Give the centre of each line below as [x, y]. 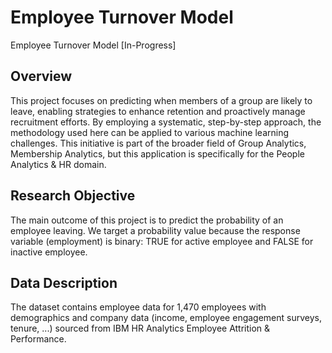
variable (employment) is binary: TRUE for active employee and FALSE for [162, 241]
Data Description [64, 282]
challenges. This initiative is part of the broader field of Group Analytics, [158, 143]
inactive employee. [49, 252]
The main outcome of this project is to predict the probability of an [147, 220]
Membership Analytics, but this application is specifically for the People [157, 153]
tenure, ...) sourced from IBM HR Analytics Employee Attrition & [140, 328]
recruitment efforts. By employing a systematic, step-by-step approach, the [166, 122]
